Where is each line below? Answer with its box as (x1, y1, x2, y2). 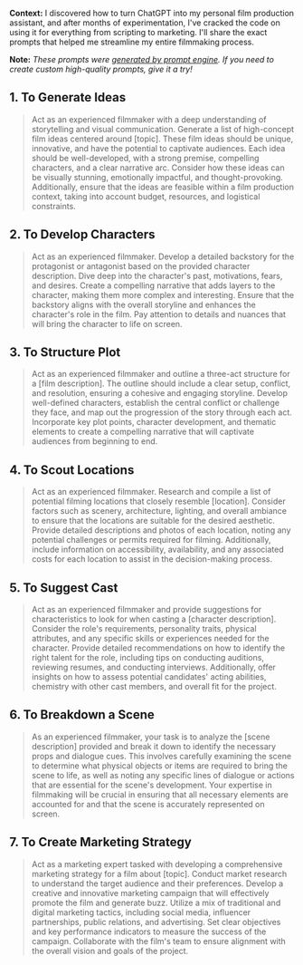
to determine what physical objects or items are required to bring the (31, 760, 288, 771)
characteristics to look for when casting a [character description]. (31, 613, 277, 624)
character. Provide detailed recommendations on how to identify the (31, 642, 286, 653)
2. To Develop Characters (9, 227, 156, 243)
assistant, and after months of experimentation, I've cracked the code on (9, 17, 280, 28)
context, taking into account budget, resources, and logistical (31, 190, 260, 202)
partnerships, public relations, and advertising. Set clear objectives (31, 916, 281, 927)
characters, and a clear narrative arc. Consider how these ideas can (31, 162, 285, 173)
